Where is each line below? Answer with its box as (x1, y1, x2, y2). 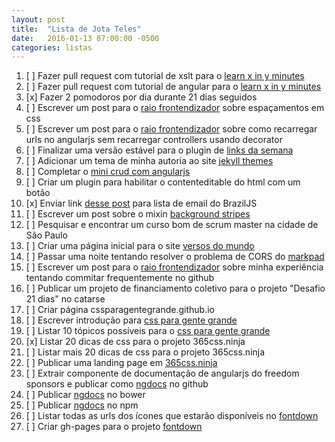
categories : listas (11, 42, 93, 53)
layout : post (11, 14, 66, 25)
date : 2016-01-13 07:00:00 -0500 (11, 33, 160, 43)
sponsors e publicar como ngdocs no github (25, 378, 209, 390)
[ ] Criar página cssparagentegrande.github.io (25, 304, 215, 316)
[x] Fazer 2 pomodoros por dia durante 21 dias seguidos (25, 91, 258, 103)
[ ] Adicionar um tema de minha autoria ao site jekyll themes (25, 155, 274, 167)
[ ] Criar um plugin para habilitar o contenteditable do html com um (25, 176, 301, 188)
